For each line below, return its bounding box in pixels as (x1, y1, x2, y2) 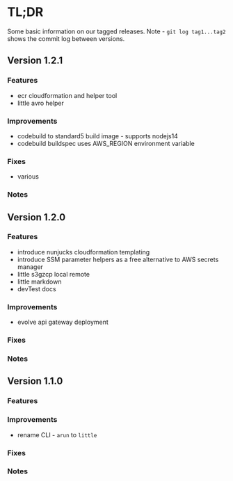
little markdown (17, 277, 62, 286)
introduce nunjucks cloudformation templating (17, 247, 150, 256)
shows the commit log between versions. (7, 34, 125, 42)
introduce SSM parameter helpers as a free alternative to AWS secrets (17, 255, 219, 263)
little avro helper (17, 99, 64, 107)
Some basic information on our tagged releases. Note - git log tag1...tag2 (7, 27, 226, 35)
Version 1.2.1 (7, 55, 63, 67)
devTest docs (17, 284, 57, 293)
